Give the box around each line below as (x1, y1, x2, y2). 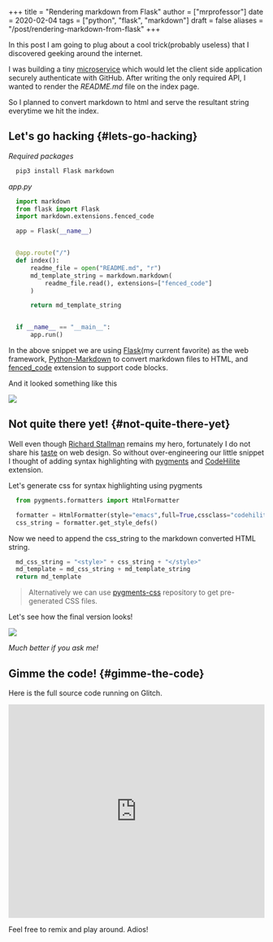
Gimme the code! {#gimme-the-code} (8, 666, 205, 680)
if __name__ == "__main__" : (15, 323, 111, 332)
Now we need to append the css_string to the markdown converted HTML (8, 533, 256, 543)
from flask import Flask (15, 205, 100, 213)
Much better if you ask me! (8, 643, 99, 653)
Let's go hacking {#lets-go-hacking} (8, 129, 198, 143)
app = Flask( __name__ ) (15, 227, 93, 235)
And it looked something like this (8, 378, 118, 389)
